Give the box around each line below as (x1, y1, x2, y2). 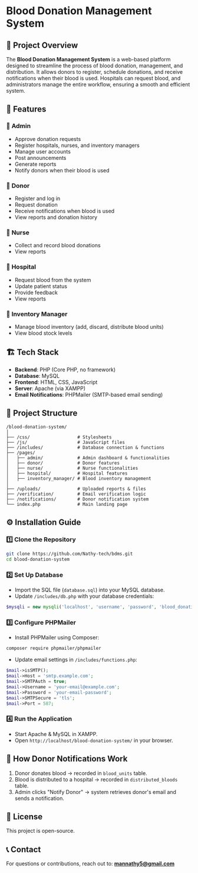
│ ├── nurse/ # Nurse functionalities (6, 465, 138, 471)
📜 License (6, 812, 43, 822)
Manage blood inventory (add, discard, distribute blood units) (14, 323, 164, 330)
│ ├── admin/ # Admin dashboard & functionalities (6, 455, 170, 461)
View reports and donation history (14, 214, 98, 221)
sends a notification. (14, 794, 65, 802)
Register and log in (14, 195, 61, 202)
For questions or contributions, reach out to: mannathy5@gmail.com (6, 860, 175, 867)
